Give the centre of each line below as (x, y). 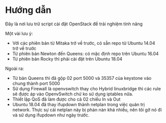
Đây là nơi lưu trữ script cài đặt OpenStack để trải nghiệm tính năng (74, 24)
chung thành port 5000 (36, 83)
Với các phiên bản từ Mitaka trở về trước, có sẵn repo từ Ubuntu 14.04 (84, 43)
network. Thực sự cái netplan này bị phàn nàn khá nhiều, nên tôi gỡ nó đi (87, 110)
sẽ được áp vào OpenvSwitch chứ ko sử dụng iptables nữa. (73, 94)
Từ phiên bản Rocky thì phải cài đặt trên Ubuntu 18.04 (67, 59)
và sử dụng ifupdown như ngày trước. (51, 115)
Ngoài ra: (15, 68)
